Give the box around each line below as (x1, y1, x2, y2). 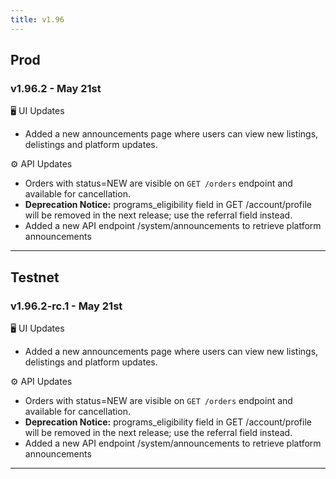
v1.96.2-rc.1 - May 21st (10, 299, 123, 313)
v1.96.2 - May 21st (10, 81, 102, 95)
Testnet (10, 269, 60, 286)
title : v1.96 (10, 14, 65, 25)
